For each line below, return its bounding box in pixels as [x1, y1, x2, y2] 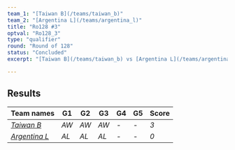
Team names [10, 108, 55, 118]
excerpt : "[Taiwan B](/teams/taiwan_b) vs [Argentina [7, 56, 168, 63]
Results [7, 88, 41, 100]
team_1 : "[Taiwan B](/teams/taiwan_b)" [7, 10, 124, 17]
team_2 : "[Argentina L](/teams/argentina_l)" [7, 17, 142, 24]
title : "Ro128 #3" [7, 23, 61, 30]
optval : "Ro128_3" [7, 29, 61, 37]
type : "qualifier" [7, 36, 61, 43]
